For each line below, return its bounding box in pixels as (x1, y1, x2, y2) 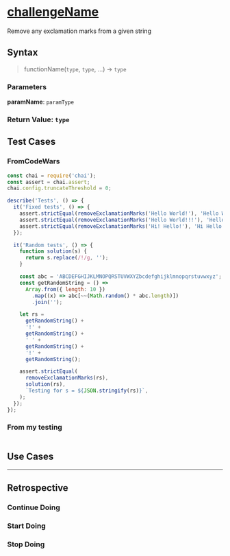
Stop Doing (7, 540, 45, 549)
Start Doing (7, 521, 46, 531)
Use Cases (7, 451, 54, 463)
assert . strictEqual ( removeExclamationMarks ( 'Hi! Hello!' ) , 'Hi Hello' (19, 222, 225, 230)
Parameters (7, 82, 47, 91)
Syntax (7, 47, 38, 58)
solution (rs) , (25, 381, 66, 388)
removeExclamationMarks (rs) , (25, 375, 109, 382)
